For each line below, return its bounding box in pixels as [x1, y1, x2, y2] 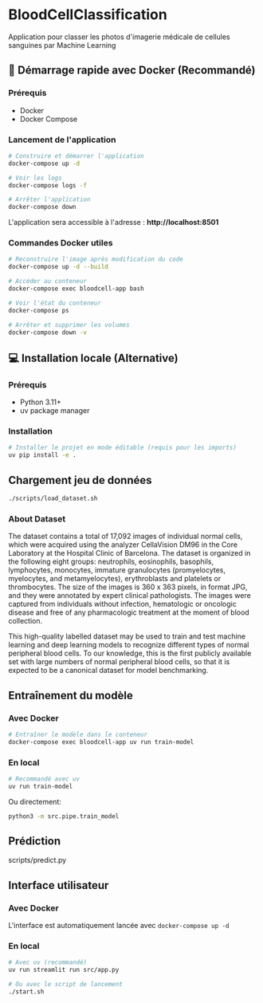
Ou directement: [8, 796, 61, 806]
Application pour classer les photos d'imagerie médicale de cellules [8, 32, 230, 41]
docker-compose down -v [8, 328, 88, 336]
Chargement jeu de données [8, 473, 153, 487]
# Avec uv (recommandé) [8, 958, 88, 966]
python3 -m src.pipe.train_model [8, 812, 120, 820]
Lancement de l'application [8, 134, 116, 145]
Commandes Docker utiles [8, 238, 113, 249]
